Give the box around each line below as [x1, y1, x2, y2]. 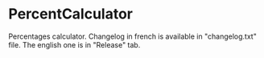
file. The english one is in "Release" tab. [8, 39, 141, 49]
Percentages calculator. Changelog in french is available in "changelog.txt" [8, 31, 258, 41]
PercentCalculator [8, 5, 134, 23]
